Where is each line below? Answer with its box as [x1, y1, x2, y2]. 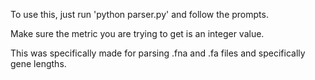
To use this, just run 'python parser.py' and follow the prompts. [10, 9, 269, 20]
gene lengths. [10, 58, 67, 69]
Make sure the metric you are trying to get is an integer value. [10, 28, 265, 39]
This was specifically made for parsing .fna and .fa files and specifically [10, 47, 306, 59]
